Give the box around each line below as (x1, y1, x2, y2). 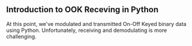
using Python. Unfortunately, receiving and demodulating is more (6, 27, 167, 34)
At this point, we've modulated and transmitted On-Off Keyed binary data (6, 20, 187, 27)
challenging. (6, 32, 37, 40)
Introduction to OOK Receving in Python (6, 5, 159, 15)
